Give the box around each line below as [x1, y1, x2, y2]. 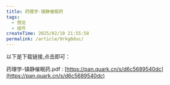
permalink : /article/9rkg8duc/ [6, 36, 84, 42]
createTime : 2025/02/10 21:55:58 [6, 31, 89, 37]
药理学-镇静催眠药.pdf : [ [6, 66, 67, 73]
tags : [6, 14, 20, 20]
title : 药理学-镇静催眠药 [6, 8, 64, 15]
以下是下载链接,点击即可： [6, 53, 71, 60]
